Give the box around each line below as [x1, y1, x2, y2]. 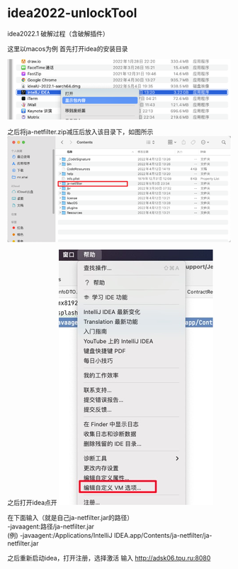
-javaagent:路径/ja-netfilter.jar [7, 522, 94, 531]
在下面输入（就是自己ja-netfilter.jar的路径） [7, 513, 134, 521]
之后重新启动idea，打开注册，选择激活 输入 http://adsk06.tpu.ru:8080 [7, 553, 211, 562]
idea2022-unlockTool [7, 5, 137, 21]
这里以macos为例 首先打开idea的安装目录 [7, 44, 128, 53]
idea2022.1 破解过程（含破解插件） [7, 29, 110, 38]
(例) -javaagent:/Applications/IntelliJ [7, 531, 113, 539]
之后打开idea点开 [7, 498, 58, 506]
